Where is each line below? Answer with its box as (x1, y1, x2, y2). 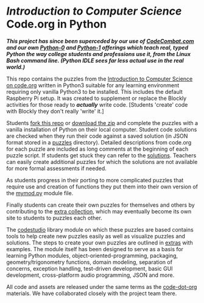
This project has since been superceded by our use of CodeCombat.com (6, 37, 194, 45)
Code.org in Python (6, 17, 107, 31)
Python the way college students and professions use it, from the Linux (6, 50, 191, 57)
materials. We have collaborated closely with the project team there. (6, 290, 177, 297)
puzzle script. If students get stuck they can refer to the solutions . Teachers (6, 151, 197, 159)
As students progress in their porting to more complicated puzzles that (6, 176, 184, 184)
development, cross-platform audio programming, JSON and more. (6, 271, 175, 279)
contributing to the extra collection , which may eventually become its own (6, 207, 192, 215)
